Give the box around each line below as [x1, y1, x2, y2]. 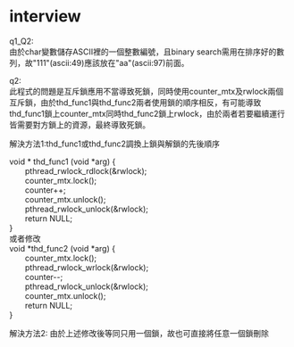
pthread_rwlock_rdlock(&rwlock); [25, 165, 147, 176]
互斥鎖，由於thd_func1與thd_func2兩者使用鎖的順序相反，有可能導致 [9, 96, 262, 108]
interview [9, 6, 81, 27]
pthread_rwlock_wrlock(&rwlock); [25, 261, 149, 273]
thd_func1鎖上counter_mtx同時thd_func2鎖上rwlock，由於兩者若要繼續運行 [9, 108, 286, 119]
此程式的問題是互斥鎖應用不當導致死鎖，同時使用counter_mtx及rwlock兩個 [9, 86, 284, 96]
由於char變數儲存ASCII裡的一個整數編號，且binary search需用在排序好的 [9, 46, 277, 57]
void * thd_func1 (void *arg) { [9, 156, 116, 167]
